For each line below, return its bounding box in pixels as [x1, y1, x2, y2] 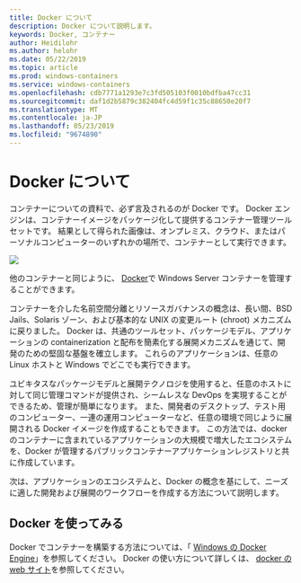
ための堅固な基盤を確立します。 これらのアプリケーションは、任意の [24, 348, 279, 358]
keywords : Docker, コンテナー [9, 30, 116, 39]
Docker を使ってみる [9, 516, 124, 531]
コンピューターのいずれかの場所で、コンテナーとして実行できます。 [40, 236, 292, 247]
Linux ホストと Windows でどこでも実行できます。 [9, 358, 196, 369]
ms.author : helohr [9, 47, 78, 56]
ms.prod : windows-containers [9, 72, 119, 81]
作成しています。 [16, 456, 80, 467]
